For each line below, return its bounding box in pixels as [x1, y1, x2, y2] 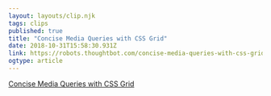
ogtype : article [8, 57, 63, 65]
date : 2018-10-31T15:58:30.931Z [8, 42, 117, 50]
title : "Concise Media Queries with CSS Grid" [8, 34, 168, 43]
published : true [8, 27, 63, 35]
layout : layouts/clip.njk [8, 11, 95, 20]
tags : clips [8, 19, 48, 27]
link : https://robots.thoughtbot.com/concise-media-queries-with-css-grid [8, 49, 265, 57]
